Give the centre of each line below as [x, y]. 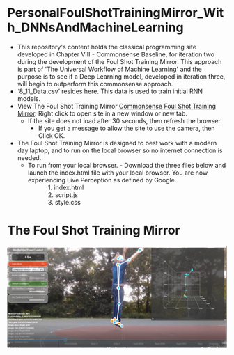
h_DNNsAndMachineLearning [96, 27]
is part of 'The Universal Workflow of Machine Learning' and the [109, 69]
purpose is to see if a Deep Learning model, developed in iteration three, [121, 76]
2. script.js [63, 195]
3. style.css [64, 202]
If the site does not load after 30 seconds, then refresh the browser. [125, 120]
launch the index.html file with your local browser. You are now [118, 173]
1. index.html [66, 187]
